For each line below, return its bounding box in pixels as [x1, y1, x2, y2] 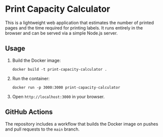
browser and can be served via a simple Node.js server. [5, 30, 118, 36]
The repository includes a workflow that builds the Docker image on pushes [5, 121, 159, 127]
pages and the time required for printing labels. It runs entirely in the [5, 25, 143, 30]
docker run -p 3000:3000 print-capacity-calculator [12, 85, 120, 90]
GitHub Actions [5, 108, 53, 116]
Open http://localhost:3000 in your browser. [12, 93, 105, 99]
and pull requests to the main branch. [5, 126, 80, 132]
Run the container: [12, 75, 50, 82]
